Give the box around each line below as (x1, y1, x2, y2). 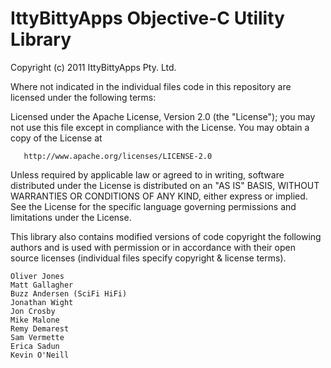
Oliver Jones (10, 271, 65, 281)
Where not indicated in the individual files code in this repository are (10, 80, 292, 92)
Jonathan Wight (10, 297, 74, 307)
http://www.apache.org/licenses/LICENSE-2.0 (23, 151, 213, 161)
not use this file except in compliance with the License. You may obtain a (10, 121, 310, 133)
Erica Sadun (10, 341, 60, 351)
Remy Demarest (10, 323, 70, 334)
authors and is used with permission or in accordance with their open (10, 241, 296, 253)
